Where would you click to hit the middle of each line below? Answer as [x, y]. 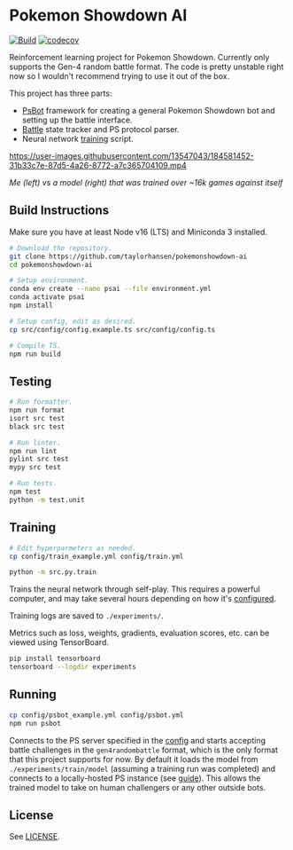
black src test [37, 427]
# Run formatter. [41, 402]
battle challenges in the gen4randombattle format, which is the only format [144, 750]
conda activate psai [47, 297]
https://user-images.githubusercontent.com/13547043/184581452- [131, 155]
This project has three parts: [61, 93]
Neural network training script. [78, 138]
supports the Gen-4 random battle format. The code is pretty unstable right [146, 67]
